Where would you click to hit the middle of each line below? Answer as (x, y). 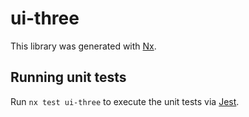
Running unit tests (68, 77)
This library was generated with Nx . (83, 46)
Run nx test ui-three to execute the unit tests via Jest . (125, 101)
